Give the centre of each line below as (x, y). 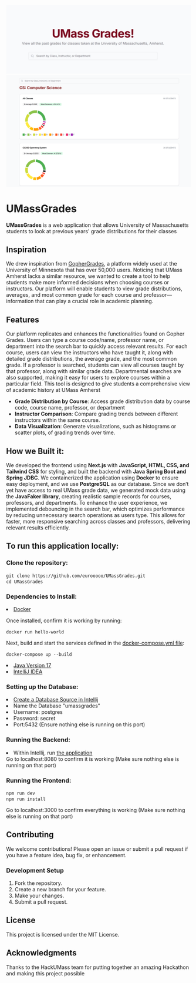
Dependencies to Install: (42, 596)
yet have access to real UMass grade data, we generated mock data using (96, 490)
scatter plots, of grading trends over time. (65, 432)
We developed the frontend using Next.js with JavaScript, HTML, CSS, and (98, 465)
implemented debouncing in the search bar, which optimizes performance (95, 509)
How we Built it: (35, 451)
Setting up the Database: (42, 687)
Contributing (30, 835)
